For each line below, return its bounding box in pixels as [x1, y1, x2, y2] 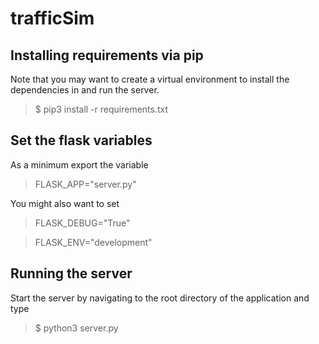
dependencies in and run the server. [10, 84, 160, 96]
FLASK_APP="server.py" [34, 178, 137, 190]
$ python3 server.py [34, 322, 119, 334]
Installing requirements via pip [10, 47, 204, 64]
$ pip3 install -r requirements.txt [34, 103, 169, 115]
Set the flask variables [10, 132, 153, 149]
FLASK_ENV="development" [34, 236, 153, 248]
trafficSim [10, 7, 95, 30]
